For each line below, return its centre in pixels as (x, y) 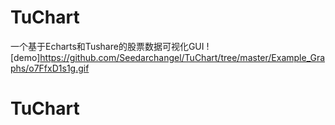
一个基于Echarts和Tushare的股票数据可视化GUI (107, 46)
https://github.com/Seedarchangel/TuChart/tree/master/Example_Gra (182, 57)
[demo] (25, 57)
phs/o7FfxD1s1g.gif (50, 68)
